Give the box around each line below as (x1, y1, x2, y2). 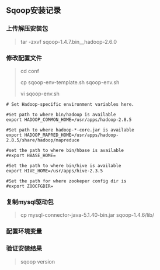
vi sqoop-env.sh (20, 90, 60, 97)
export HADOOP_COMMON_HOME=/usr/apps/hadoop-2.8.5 (6, 116, 132, 123)
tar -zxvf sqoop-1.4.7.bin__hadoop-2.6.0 (20, 38, 117, 45)
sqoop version (20, 258, 55, 265)
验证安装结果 (6, 244, 43, 252)
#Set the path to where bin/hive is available (6, 162, 121, 168)
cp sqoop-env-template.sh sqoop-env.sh (20, 78, 120, 86)
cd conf (20, 67, 40, 74)
